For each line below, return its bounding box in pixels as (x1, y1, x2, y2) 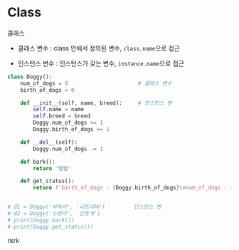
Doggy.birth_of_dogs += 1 (33, 126, 110, 133)
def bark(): (20, 158, 55, 165)
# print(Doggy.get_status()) (7, 223, 94, 230)
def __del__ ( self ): (20, 138, 78, 146)
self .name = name (33, 106, 84, 113)
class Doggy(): (7, 73, 53, 80)
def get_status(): (20, 177, 75, 185)
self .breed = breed (33, 113, 91, 120)
